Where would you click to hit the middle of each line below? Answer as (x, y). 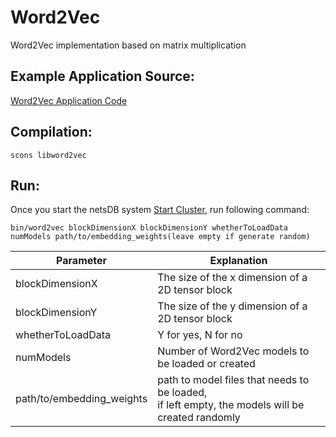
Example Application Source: (102, 76)
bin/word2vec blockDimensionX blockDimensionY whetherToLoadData (149, 228)
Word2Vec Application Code (69, 100)
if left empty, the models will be (231, 405)
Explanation (238, 261)
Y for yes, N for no (200, 335)
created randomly (199, 418)
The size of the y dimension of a (232, 306)
